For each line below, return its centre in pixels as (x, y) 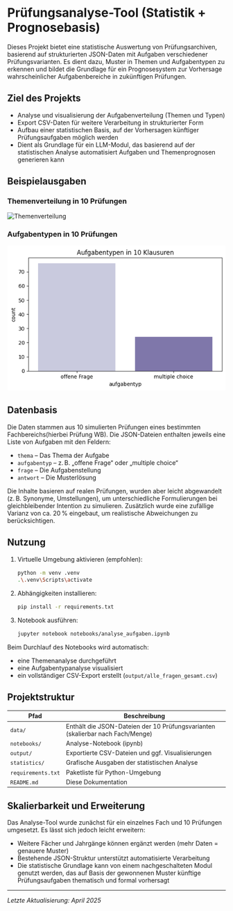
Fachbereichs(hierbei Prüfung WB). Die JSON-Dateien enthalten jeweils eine (116, 434)
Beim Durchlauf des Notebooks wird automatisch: (78, 647)
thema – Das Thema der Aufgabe (63, 455)
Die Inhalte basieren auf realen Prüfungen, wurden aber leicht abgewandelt (114, 491)
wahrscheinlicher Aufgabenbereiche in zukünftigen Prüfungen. (97, 76)
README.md (24, 782)
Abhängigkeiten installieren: (57, 594)
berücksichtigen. (31, 521)
